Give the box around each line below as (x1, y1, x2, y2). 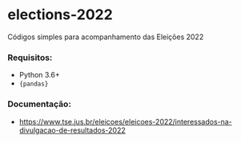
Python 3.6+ (18, 70, 61, 80)
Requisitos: (7, 52, 53, 63)
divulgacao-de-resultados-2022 (18, 125, 126, 135)
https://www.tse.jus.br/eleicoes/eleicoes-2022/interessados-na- (18, 117, 233, 126)
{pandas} (18, 80, 49, 89)
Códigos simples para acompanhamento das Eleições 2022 (7, 32, 204, 42)
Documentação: (7, 98, 71, 109)
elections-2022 (7, 6, 113, 24)
